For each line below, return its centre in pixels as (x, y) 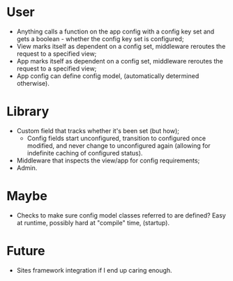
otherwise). (33, 83)
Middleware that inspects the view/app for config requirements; (108, 160)
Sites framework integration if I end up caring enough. (94, 270)
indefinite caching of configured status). (85, 153)
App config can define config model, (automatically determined (108, 76)
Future (26, 251)
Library (28, 112)
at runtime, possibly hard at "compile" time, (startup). (93, 222)
